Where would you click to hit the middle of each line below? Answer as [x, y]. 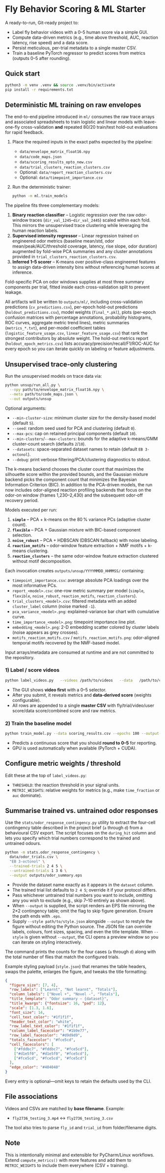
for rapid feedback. [25, 132]
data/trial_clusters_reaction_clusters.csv [65, 168]
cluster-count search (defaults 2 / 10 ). [49, 444]
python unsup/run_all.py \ [33, 385]
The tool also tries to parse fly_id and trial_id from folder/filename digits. [81, 1127]
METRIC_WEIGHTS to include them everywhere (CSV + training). [67, 1165]
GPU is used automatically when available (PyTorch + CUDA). [74, 748]
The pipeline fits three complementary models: [52, 205]
